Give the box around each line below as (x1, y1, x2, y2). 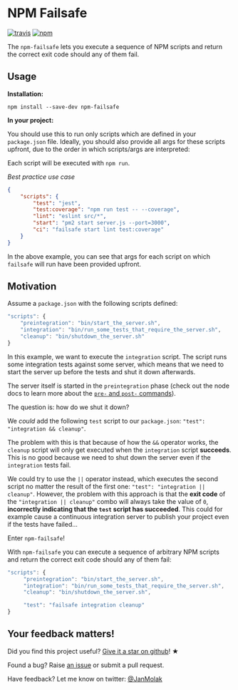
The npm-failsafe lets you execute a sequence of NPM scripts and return (7, 42, 223, 51)
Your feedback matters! (7, 628, 115, 640)
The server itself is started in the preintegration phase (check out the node (7, 381, 230, 390)
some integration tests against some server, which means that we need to (7, 360, 224, 369)
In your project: (7, 115, 54, 124)
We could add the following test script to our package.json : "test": (7, 416, 205, 425)
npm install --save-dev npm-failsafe (7, 103, 120, 110)
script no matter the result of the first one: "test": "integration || (7, 482, 206, 490)
